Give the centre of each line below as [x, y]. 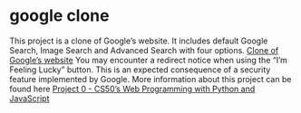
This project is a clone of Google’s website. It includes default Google [139, 41]
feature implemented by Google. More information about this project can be [150, 79]
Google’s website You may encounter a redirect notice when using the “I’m [149, 60]
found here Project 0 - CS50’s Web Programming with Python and [132, 89]
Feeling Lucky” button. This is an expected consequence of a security [140, 70]
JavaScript [29, 98]
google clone [59, 16]
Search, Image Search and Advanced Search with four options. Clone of [144, 50]
